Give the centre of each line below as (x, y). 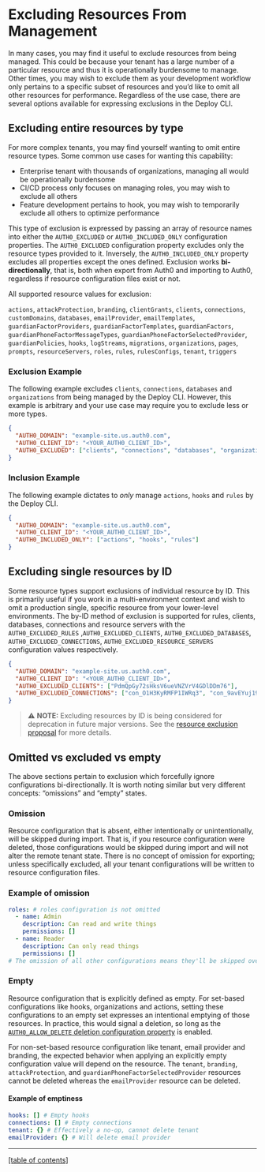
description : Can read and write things (90, 924)
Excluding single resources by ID (90, 572)
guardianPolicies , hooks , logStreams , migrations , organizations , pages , (123, 343)
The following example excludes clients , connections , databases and (120, 389)
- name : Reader (40, 939)
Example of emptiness (45, 1099)
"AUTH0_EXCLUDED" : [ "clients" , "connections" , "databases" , (116, 450)
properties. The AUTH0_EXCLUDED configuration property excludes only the (126, 245)
